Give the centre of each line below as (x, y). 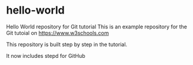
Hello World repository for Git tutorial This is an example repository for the (97, 27)
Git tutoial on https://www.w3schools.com (58, 32)
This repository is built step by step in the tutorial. (67, 44)
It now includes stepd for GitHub (46, 56)
